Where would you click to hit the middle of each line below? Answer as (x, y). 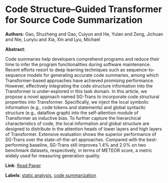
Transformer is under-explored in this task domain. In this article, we (76, 91)
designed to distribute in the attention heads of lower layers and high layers (84, 129)
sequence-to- (141, 70)
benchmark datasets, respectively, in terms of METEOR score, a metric (79, 150)
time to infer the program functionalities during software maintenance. (78, 64)
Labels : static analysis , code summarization (51, 175)
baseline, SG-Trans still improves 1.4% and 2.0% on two (88, 145)
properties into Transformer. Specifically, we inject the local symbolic (77, 102)
